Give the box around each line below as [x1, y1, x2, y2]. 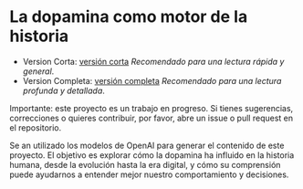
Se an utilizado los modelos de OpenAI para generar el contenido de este [9, 140, 285, 151]
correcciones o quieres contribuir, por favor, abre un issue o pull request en [9, 112, 294, 123]
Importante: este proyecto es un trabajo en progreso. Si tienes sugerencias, [9, 102, 294, 113]
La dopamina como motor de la [9, 6, 248, 27]
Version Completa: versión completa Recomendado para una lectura [22, 75, 282, 86]
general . [22, 66, 55, 77]
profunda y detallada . [22, 85, 105, 96]
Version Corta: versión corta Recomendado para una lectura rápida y [22, 56, 285, 67]
